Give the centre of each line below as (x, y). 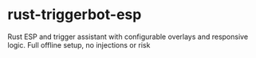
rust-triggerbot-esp (75, 15)
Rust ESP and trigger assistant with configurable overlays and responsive (128, 37)
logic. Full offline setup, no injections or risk (79, 44)
